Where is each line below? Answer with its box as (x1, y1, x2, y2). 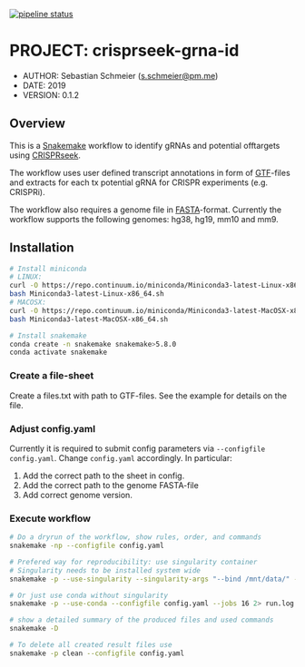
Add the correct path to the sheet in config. (22, 470, 185, 481)
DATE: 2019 (22, 80, 66, 91)
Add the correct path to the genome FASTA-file (22, 479, 200, 490)
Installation (9, 240, 74, 256)
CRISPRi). (9, 186, 45, 197)
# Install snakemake (9, 331, 88, 340)
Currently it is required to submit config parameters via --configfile (9, 443, 266, 454)
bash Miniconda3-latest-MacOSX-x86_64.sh (9, 314, 169, 324)
